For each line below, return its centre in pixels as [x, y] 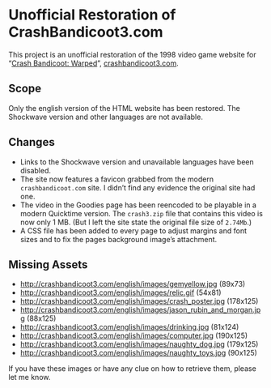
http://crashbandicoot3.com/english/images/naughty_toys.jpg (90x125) [138, 353]
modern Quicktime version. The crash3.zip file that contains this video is [141, 213]
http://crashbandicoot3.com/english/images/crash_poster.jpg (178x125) [139, 301]
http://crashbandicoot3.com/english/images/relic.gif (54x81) [121, 292]
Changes [32, 142]
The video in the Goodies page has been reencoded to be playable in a [138, 205]
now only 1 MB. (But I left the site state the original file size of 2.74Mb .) [136, 222]
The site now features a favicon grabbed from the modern [117, 179]
